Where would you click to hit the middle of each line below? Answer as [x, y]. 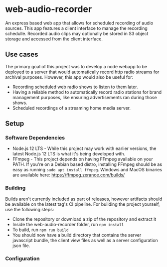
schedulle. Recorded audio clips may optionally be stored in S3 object [77, 33]
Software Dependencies [35, 138]
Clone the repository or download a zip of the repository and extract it [84, 219]
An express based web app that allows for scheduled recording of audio [79, 23]
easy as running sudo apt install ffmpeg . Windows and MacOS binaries [87, 170]
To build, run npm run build [40, 230]
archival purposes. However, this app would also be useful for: [69, 77]
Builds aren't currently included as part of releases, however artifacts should [84, 199]
